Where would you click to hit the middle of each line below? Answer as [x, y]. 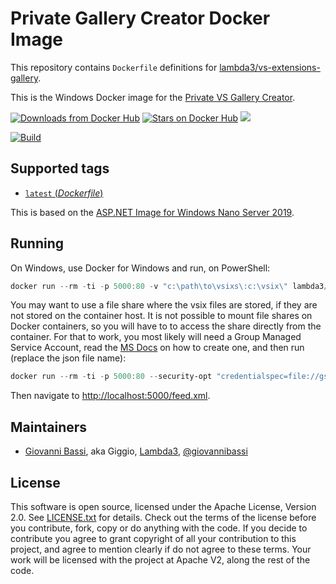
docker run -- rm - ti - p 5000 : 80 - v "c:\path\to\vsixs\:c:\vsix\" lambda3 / [169, 286]
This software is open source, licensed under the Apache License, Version [163, 506]
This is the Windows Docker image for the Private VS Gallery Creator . [153, 97]
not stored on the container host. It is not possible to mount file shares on [161, 316]
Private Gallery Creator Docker [140, 18]
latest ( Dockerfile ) [64, 193]
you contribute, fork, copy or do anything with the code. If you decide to [159, 528]
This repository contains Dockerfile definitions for [114, 67]
